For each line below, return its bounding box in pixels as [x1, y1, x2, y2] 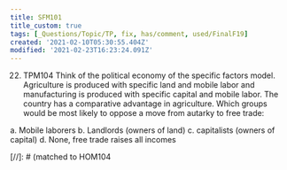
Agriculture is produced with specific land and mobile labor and [22, 80, 255, 90]
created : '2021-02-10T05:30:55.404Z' [10, 37, 150, 47]
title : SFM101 [10, 12, 63, 22]
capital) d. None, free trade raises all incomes [10, 135, 176, 145]
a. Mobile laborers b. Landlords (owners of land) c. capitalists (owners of [10, 125, 275, 135]
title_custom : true [10, 21, 82, 30]
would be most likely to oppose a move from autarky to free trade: [22, 108, 265, 119]
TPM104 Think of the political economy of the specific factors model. [22, 70, 275, 81]
